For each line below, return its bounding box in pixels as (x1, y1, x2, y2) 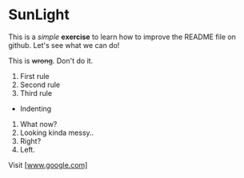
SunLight (8, 6, 70, 24)
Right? (19, 136, 42, 145)
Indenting (19, 104, 52, 113)
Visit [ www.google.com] (8, 160, 88, 169)
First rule (19, 71, 50, 81)
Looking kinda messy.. (19, 128, 94, 137)
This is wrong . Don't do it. (8, 56, 94, 65)
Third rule (19, 88, 53, 97)
